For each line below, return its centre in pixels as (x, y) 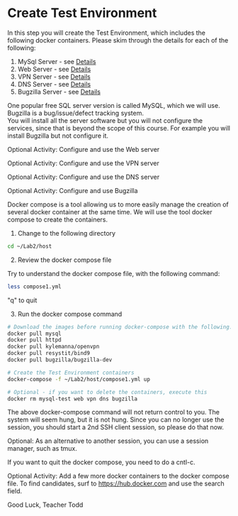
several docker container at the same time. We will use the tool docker (110, 212)
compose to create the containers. (58, 219)
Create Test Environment (82, 13)
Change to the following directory (66, 233)
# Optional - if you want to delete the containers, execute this (107, 392)
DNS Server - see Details (54, 84)
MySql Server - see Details (57, 61)
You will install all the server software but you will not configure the (105, 120)
